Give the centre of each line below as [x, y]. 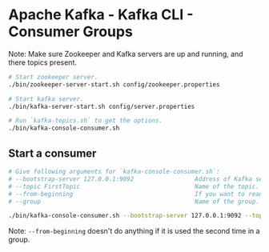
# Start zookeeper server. [53, 77]
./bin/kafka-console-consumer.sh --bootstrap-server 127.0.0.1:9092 [125, 216]
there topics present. [43, 62]
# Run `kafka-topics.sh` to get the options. [85, 121]
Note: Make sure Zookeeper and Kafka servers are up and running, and [126, 54]
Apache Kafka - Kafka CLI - [101, 15]
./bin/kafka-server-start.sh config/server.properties [102, 106]
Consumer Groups [71, 32]
